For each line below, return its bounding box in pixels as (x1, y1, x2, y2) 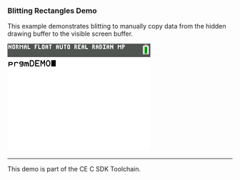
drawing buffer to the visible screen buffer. (7, 29, 134, 38)
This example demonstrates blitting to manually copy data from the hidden (7, 22, 226, 31)
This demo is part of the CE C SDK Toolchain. (7, 165, 141, 174)
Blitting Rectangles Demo (7, 6, 98, 16)
